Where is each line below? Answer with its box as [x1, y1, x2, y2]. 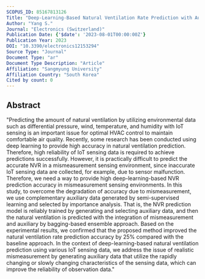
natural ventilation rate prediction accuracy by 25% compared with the [6, 233, 184, 240]
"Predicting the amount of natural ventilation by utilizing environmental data [6, 116, 196, 123]
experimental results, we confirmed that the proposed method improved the [6, 226, 197, 234]
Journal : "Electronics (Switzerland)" [6, 26, 105, 32]
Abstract [6, 100, 41, 110]
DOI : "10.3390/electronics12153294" [6, 43, 99, 50]
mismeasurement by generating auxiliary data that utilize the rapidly [6, 252, 177, 260]
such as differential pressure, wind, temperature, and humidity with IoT [6, 122, 184, 130]
